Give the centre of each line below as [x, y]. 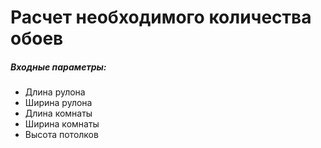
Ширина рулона [58, 103]
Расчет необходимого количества [161, 17]
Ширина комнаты [62, 124]
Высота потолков [61, 135]
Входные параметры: [58, 67]
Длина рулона [55, 92]
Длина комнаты [58, 113]
